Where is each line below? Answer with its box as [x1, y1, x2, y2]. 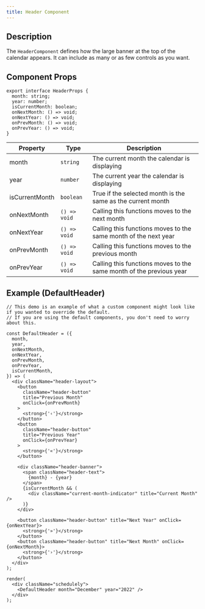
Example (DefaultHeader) [6, 288, 106, 298]
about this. [6, 320, 37, 326]
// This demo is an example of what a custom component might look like [6, 304, 195, 310]
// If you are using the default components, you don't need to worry [6, 315, 190, 321]
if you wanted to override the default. [6, 309, 111, 316]
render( [6, 576, 26, 582]
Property [18, 144, 46, 152]
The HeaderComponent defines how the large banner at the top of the [6, 48, 176, 55]
